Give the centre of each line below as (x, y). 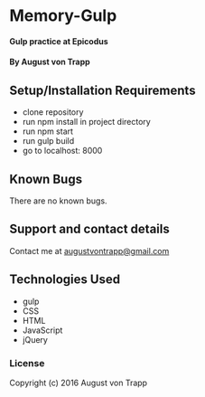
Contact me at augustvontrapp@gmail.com (89, 250)
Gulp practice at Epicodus (59, 41)
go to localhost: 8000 (62, 151)
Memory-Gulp (63, 16)
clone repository (53, 112)
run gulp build (48, 141)
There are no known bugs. (58, 201)
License (27, 363)
